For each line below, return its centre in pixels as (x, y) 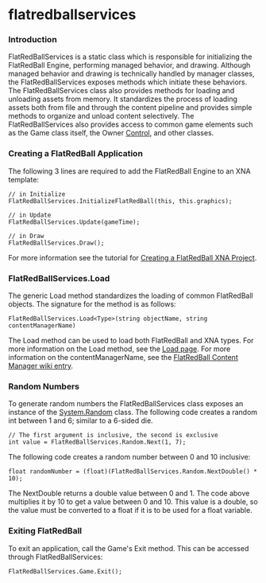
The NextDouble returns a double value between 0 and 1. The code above (129, 493)
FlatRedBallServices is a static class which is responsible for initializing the (130, 57)
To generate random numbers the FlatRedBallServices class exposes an (126, 404)
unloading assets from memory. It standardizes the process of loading (123, 99)
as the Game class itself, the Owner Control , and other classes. (111, 133)
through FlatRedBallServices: (56, 557)
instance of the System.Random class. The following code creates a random (133, 413)
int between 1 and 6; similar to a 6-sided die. (81, 421)
